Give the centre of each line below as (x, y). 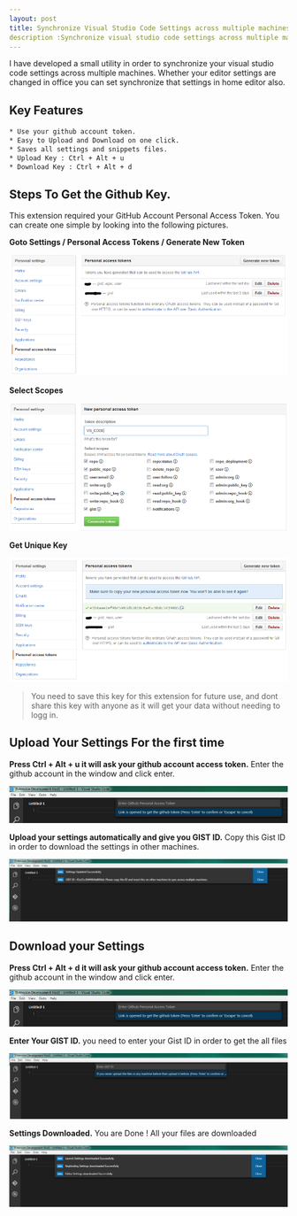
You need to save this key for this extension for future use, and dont (154, 696)
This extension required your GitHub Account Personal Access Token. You (145, 215)
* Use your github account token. (73, 132)
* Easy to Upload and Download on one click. (94, 141)
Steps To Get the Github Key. (90, 194)
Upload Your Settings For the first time (117, 743)
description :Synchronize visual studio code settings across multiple (144, 37)
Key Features (46, 110)
